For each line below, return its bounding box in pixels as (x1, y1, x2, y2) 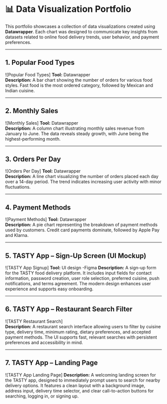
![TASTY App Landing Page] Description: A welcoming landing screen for (5, 372, 156, 378)
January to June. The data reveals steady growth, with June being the (5, 130, 149, 137)
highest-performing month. (5, 136, 61, 142)
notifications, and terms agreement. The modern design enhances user (5, 281, 151, 286)
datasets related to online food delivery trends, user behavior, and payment (5, 34, 159, 40)
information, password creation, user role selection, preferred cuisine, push (5, 275, 160, 281)
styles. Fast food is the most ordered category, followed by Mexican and (5, 82, 153, 88)
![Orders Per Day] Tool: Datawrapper (5, 168, 81, 174)
